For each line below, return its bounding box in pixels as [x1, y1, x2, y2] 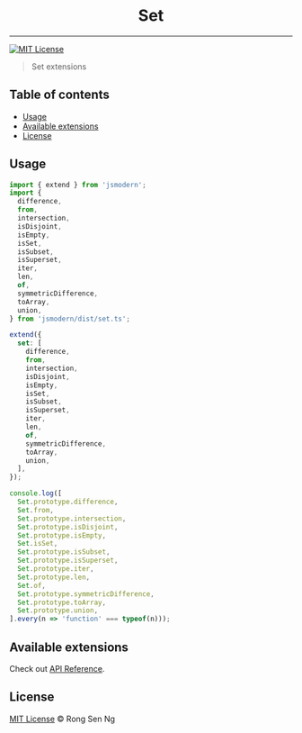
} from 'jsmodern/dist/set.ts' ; [9, 314, 130, 323]
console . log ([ [9, 489, 63, 498]
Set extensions [31, 60, 87, 72]
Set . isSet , [17, 539, 58, 548]
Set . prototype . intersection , [17, 514, 127, 523]
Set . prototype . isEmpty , [17, 530, 106, 540]
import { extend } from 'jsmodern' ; [9, 180, 147, 189]
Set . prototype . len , [17, 573, 91, 582]
